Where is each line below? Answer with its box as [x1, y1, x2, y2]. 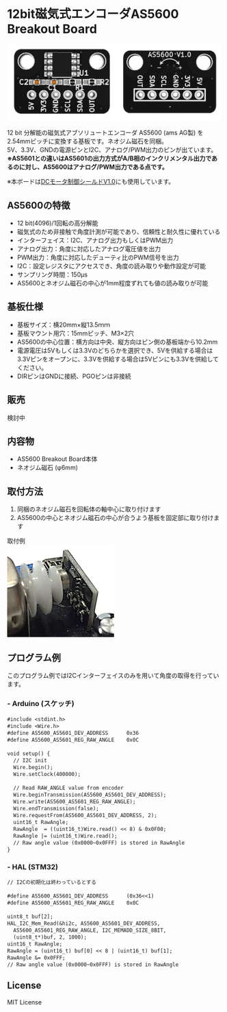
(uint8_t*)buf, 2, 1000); [13, 934, 88, 941]
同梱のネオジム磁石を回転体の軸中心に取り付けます [16, 505, 161, 513]
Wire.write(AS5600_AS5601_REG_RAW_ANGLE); [13, 798, 136, 805]
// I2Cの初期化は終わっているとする [7, 879, 97, 886]
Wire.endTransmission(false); [13, 805, 99, 812]
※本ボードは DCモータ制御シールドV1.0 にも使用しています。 [7, 178, 175, 186]
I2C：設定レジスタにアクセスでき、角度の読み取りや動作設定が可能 [16, 261, 206, 270]
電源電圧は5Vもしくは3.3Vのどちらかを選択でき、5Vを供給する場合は [16, 346, 213, 354]
